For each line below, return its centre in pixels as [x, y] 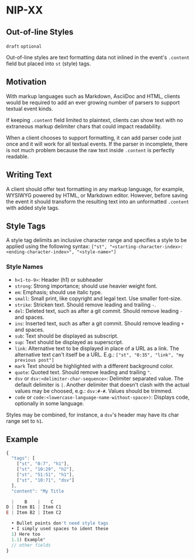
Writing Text [29, 175]
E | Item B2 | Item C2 [34, 513]
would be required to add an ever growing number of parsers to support [93, 102]
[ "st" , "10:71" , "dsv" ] [46, 480]
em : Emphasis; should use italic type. [58, 292]
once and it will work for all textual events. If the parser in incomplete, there [97, 144]
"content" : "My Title [38, 491]
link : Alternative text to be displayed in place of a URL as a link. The [97, 348]
